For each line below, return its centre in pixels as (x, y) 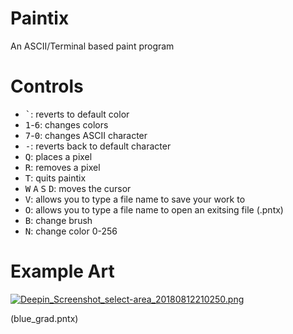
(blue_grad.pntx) (44, 318)
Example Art (62, 271)
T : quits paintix (55, 178)
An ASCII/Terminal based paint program (92, 46)
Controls (47, 86)
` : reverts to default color (77, 114)
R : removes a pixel (62, 167)
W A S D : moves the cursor (78, 188)
